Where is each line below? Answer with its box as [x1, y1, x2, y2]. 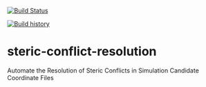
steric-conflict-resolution [7, 44, 157, 60]
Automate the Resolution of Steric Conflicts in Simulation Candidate [7, 66, 199, 75]
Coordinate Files [7, 73, 54, 82]
